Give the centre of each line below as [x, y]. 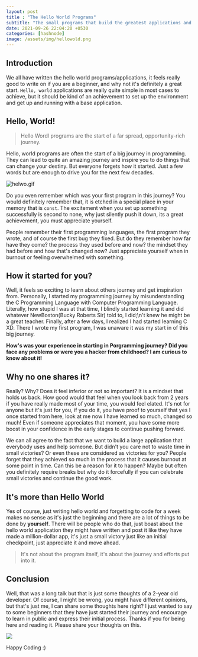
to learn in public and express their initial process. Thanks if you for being [95, 618]
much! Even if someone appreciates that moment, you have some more [93, 423]
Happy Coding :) [26, 648]
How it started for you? [49, 276]
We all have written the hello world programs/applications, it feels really [93, 77]
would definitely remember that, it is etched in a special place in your [90, 202]
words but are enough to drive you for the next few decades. [80, 172]
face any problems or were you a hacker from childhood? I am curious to [97, 352]
